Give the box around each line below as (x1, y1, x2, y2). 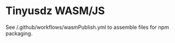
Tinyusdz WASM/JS (5, 4, 105, 18)
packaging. (5, 29, 33, 37)
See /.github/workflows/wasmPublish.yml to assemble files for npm (5, 24, 169, 31)
